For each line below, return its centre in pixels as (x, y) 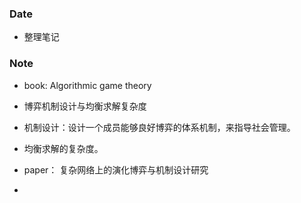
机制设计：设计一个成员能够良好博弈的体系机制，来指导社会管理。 (159, 127)
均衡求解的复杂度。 (63, 148)
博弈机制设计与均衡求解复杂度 (85, 106)
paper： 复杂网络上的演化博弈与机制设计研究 (116, 169)
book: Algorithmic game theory (87, 85)
